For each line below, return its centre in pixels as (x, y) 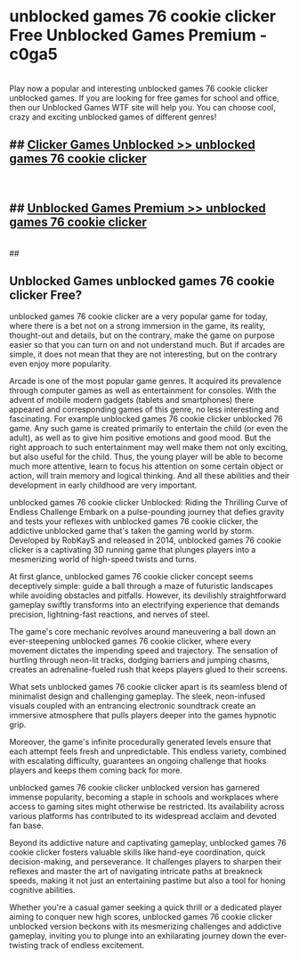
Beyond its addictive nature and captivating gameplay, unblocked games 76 (148, 843)
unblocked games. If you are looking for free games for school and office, (144, 98)
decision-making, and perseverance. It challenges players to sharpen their (145, 862)
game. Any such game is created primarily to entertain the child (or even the (149, 429)
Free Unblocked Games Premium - (138, 35)
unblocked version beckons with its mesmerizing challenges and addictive (145, 926)
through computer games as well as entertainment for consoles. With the (143, 390)
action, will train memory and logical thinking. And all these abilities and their (149, 476)
